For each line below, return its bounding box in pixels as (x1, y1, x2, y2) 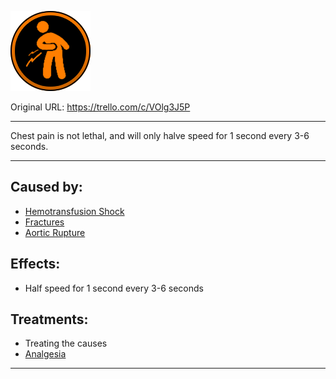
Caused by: (10, 179, 83, 196)
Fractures (24, 216, 65, 228)
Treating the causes (24, 337, 108, 350)
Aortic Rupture (24, 226, 86, 238)
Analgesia (24, 348, 67, 360)
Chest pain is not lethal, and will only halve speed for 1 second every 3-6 (10, 130, 310, 141)
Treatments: (10, 311, 89, 328)
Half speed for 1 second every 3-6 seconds (24, 282, 204, 294)
